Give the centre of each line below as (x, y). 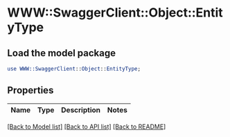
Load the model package (62, 53)
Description (81, 110)
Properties (30, 90)
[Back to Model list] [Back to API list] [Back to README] (87, 127)
